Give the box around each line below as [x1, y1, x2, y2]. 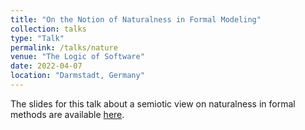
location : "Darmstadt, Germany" [10, 71, 145, 81]
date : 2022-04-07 [10, 61, 83, 71]
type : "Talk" [10, 33, 65, 43]
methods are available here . [10, 108, 125, 120]
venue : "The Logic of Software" [10, 52, 145, 62]
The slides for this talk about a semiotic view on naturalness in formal [10, 97, 296, 110]
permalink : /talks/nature [10, 42, 118, 53]
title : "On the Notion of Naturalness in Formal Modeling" [10, 14, 262, 25]
